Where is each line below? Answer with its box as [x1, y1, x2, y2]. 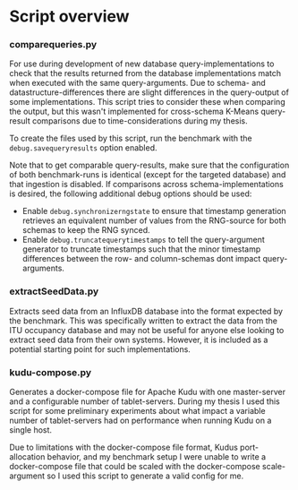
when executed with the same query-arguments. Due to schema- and [9, 78, 266, 89]
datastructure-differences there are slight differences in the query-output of [9, 87, 289, 98]
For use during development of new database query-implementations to [9, 58, 275, 69]
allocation [9, 451, 46, 462]
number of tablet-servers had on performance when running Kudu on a [9, 415, 272, 426]
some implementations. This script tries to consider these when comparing [9, 97, 285, 107]
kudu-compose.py [9, 365, 92, 378]
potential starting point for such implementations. [9, 343, 191, 355]
